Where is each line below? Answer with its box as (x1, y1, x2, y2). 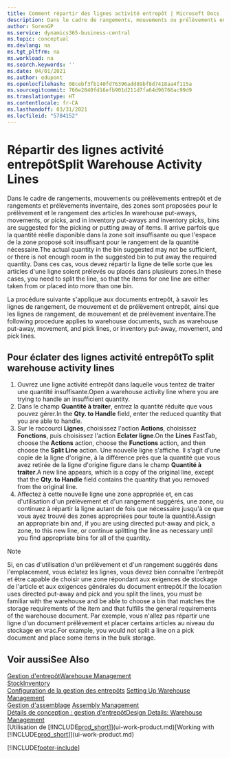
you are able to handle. (16, 417, 82, 425)
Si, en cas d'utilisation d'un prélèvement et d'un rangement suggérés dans (7, 561, 218, 569)
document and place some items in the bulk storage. (7, 634, 156, 642)
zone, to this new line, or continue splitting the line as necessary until (16, 527, 213, 535)
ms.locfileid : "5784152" (7, 112, 78, 119)
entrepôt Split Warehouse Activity (7, 156, 203, 172)
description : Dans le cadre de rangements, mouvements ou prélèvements (7, 17, 217, 23)
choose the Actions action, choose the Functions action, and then (16, 439, 206, 447)
